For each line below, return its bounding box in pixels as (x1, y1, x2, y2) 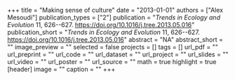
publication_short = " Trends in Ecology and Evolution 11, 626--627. (7, 28, 200, 36)
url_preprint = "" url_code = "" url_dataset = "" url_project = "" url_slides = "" (7, 50, 229, 58)
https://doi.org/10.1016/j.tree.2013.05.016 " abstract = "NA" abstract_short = (7, 35, 223, 44)
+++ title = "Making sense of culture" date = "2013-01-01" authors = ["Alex (7, 6, 223, 14)
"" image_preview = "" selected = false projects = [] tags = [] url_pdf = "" (7, 43, 219, 51)
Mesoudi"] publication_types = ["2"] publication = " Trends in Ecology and (7, 13, 221, 22)
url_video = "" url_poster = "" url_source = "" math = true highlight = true (7, 58, 217, 65)
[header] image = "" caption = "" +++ (7, 65, 116, 73)
